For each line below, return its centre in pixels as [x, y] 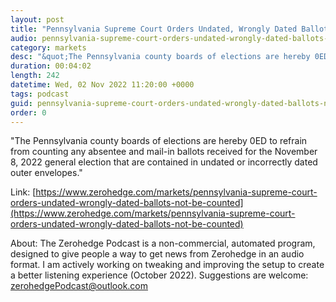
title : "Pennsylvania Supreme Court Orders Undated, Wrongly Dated [154, 29]
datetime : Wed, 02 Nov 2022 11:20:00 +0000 [102, 85]
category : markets [48, 47]
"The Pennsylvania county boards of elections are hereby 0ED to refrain [159, 141]
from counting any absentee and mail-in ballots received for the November [164, 152]
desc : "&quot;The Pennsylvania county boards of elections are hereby [160, 57]
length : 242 [35, 76]
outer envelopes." [46, 173]
